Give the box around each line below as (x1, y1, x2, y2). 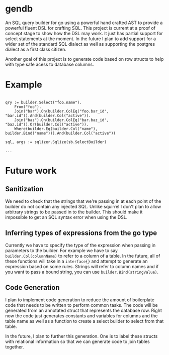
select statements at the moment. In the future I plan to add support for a (5, 36, 156, 42)
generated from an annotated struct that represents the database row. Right (5, 307, 162, 313)
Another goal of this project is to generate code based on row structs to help (5, 56, 164, 62)
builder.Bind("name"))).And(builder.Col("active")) (5, 131, 116, 136)
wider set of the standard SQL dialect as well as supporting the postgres (5, 41, 155, 47)
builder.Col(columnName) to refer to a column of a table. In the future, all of (5, 253, 160, 259)
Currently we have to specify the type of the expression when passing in (5, 242, 156, 248)
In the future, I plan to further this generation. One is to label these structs (5, 333, 158, 339)
